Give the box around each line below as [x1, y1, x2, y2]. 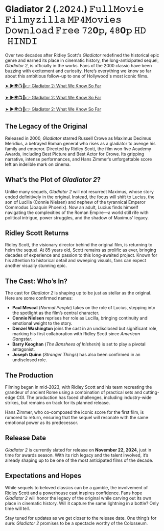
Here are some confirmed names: [5, 295, 73, 301]
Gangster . [12, 336, 33, 342]
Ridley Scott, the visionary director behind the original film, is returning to [5, 242, 153, 248]
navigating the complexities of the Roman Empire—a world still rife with [5, 210, 149, 215]
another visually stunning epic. [5, 263, 67, 268]
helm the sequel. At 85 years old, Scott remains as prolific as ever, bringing [5, 247, 157, 253]
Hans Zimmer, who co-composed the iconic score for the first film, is [5, 409, 144, 415]
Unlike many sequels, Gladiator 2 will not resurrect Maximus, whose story [5, 188, 154, 194]
